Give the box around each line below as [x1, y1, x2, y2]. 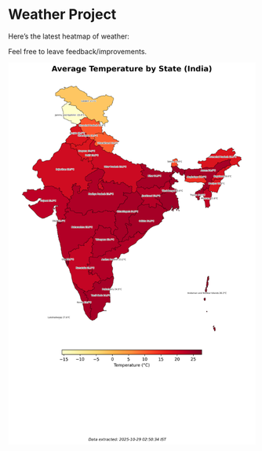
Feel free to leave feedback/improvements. [8, 46, 147, 56]
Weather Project [8, 5, 117, 24]
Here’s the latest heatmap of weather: [8, 31, 129, 41]
